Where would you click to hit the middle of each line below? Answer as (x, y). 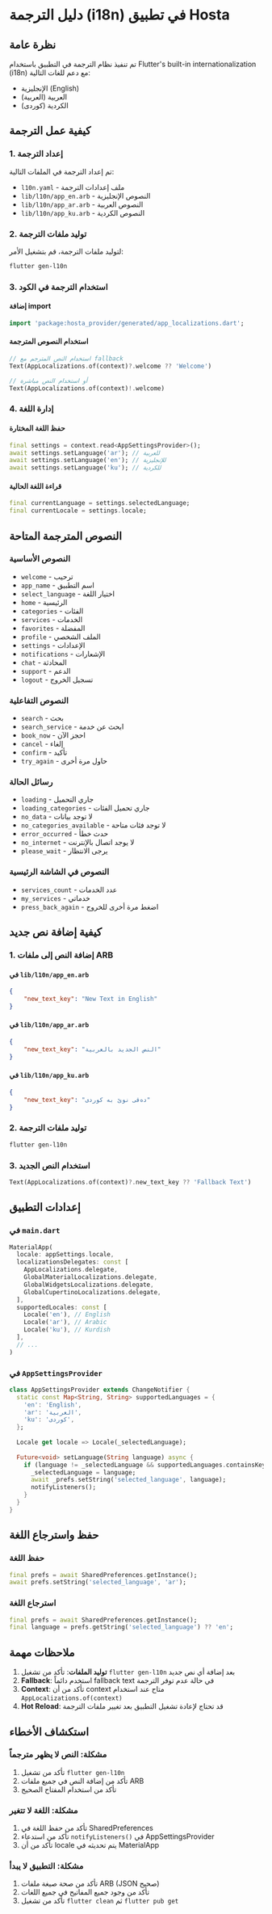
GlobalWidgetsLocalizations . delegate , (89, 1285)
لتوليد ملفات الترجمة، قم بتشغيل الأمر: (67, 251)
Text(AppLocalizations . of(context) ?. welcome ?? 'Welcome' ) (111, 366)
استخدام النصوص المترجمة (49, 342)
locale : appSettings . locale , (65, 1255)
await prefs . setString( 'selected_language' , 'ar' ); (98, 1582)
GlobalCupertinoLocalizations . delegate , (92, 1292)
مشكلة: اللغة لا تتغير (44, 1810)
